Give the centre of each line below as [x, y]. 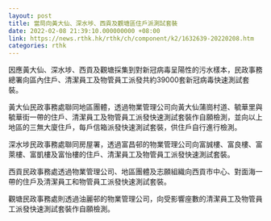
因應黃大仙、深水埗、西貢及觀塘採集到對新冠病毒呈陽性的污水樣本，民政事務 [135, 70]
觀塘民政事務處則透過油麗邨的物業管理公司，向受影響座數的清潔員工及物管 [132, 199]
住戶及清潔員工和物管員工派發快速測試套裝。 [96, 181]
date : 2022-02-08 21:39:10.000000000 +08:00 [84, 31]
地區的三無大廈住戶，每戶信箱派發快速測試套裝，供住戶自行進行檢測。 [125, 127]
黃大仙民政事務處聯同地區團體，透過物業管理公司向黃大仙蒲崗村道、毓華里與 [135, 107]
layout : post [30, 16]
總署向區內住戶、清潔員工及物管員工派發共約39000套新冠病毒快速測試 [125, 80]
